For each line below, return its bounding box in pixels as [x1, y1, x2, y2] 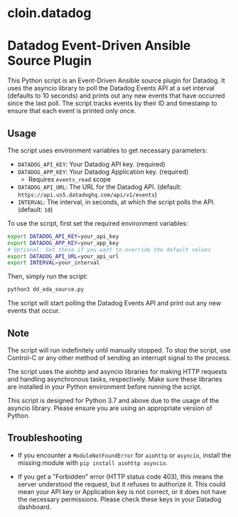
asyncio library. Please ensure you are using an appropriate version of [7, 404, 212, 412]
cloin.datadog [7, 5, 92, 21]
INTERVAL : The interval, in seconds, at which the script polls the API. [17, 197, 215, 206]
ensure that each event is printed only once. [7, 107, 136, 115]
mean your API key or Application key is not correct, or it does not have [17, 487, 227, 496]
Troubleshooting [7, 432, 83, 444]
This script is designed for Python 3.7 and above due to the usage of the [7, 397, 220, 404]
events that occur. [7, 306, 60, 315]
